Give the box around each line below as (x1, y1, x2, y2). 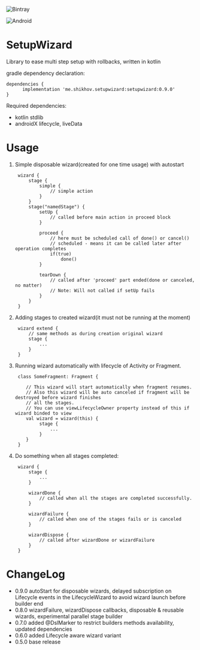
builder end (14, 600, 44, 607)
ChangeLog (6, 567, 65, 581)
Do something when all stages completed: (14, 452, 119, 459)
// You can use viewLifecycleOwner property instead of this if (26, 405, 190, 411)
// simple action (50, 188, 93, 194)
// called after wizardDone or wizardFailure (39, 537, 155, 543)
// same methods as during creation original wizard (28, 330, 163, 336)
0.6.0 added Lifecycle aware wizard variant (14, 631, 122, 639)
